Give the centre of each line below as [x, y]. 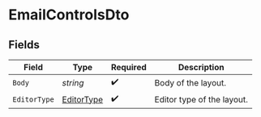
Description [201, 67]
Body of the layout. [190, 82]
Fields [24, 45]
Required [129, 67]
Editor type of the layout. [201, 99]
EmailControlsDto [69, 15]
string [73, 82]
